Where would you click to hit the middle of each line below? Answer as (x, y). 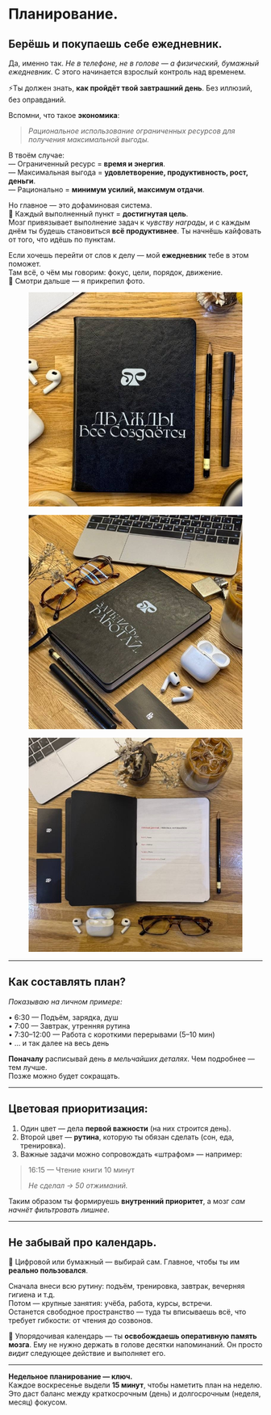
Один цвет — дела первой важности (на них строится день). (125, 1128)
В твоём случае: (36, 155)
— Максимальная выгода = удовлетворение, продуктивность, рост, (128, 172)
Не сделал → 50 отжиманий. (78, 1185)
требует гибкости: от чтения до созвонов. (81, 1320)
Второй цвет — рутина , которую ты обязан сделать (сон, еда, (127, 1137)
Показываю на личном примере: (65, 1001)
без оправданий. (37, 99)
